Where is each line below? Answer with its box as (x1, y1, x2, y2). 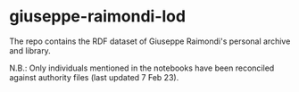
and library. (9, 45, 51, 55)
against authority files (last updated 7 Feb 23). (9, 71, 179, 82)
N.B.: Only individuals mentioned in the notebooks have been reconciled (9, 63, 275, 73)
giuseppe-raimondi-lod (9, 6, 186, 27)
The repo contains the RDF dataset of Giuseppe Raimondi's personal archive (9, 36, 291, 46)
